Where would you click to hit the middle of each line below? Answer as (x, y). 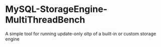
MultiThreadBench (45, 20)
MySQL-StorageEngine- (56, 9)
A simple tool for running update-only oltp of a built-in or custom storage (81, 33)
